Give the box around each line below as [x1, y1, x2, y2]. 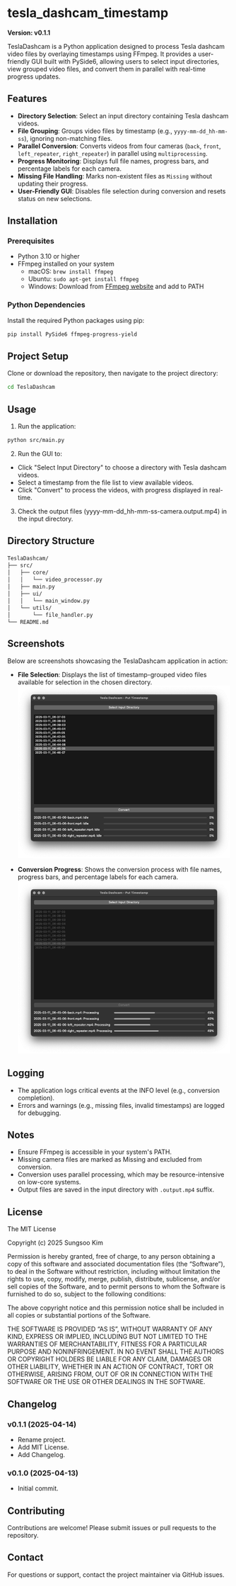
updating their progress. [17, 179, 88, 188]
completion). [17, 1093, 55, 1102]
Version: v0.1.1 [7, 28, 51, 37]
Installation [7, 215, 58, 227]
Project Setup [7, 351, 69, 362]
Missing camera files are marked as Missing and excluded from [17, 1155, 203, 1164]
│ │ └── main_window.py [7, 597, 90, 604]
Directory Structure [7, 535, 95, 547]
